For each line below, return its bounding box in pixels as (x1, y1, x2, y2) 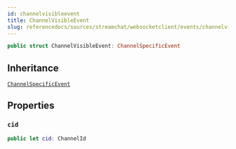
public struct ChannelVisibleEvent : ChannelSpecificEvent (7, 43, 181, 50)
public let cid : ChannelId (7, 135, 86, 142)
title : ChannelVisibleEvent (7, 17, 90, 24)
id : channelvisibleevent (7, 10, 80, 18)
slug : (7, 23, 23, 30)
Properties (7, 100, 55, 112)
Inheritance (7, 62, 59, 74)
